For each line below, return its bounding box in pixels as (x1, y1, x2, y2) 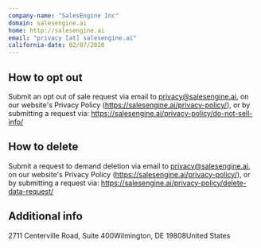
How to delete (8, 140, 79, 153)
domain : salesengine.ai (8, 19, 88, 27)
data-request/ (8, 186, 54, 196)
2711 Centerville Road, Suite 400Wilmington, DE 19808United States (8, 231, 231, 240)
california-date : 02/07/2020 (8, 41, 105, 49)
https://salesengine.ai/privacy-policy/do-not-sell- (91, 108, 253, 118)
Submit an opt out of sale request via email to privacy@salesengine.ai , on (8, 91, 249, 101)
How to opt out (8, 71, 83, 84)
